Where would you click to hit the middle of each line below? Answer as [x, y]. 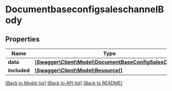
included [19, 70]
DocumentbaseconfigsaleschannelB [85, 9]
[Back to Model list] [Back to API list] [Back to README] [64, 83]
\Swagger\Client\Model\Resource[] [79, 70]
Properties [23, 39]
